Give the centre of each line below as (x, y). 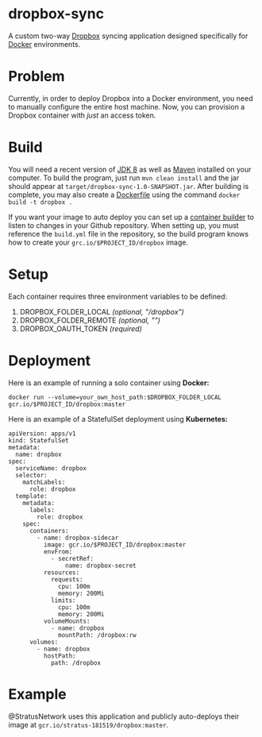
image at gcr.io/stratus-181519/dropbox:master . (89, 724)
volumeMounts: (67, 621)
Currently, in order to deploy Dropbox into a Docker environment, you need (131, 98)
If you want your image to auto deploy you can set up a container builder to (131, 217)
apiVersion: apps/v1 (42, 434)
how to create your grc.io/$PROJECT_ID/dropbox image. (98, 242)
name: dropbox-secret (100, 565)
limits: (64, 600)
